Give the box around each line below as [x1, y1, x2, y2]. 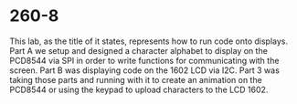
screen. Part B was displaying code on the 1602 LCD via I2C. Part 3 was [9, 65, 281, 76]
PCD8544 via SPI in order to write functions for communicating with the [9, 55, 280, 66]
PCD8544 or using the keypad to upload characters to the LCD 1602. [9, 84, 269, 95]
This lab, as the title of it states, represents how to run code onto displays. [9, 36, 288, 47]
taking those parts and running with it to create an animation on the [9, 74, 262, 85]
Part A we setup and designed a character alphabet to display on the [9, 45, 268, 56]
